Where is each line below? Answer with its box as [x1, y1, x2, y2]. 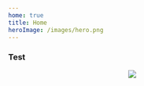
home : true [8, 11, 44, 20]
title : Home [8, 19, 47, 27]
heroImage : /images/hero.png [8, 26, 104, 34]
